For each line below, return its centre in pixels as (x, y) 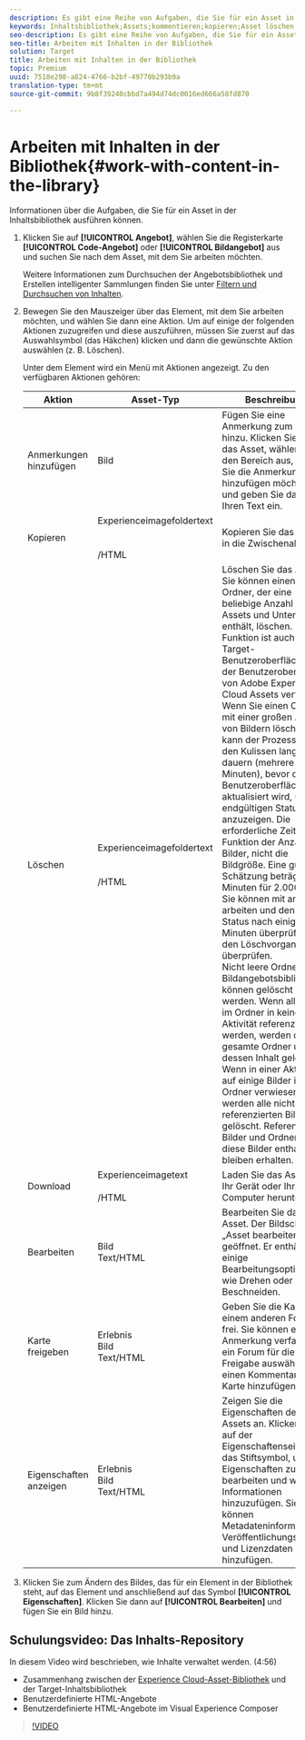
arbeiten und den (258, 910)
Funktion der (249, 842)
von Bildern (246, 729)
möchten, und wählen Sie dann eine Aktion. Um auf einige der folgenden (158, 321)
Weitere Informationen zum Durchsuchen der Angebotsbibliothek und (152, 274)
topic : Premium (38, 69)
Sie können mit (254, 899)
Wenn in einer (251, 1069)
